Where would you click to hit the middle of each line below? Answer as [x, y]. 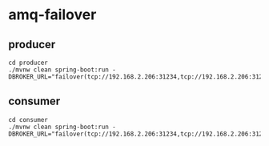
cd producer [28, 63]
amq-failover [52, 15]
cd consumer [28, 120]
